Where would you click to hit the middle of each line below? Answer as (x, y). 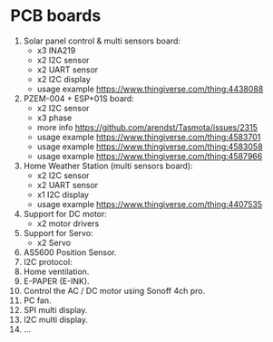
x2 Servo (54, 242)
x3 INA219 (56, 50)
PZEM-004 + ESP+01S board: (78, 98)
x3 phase (54, 118)
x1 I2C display (63, 195)
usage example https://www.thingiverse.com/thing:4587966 (150, 156)
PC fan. (38, 300)
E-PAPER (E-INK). (56, 280)
